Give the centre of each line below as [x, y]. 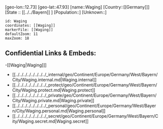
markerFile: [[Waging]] [29, 30]
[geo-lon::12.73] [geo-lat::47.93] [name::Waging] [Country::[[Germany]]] [77, 7]
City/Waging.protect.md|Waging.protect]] [54, 90]
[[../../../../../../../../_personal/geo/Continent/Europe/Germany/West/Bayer [84, 106]
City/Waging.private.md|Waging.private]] [53, 100]
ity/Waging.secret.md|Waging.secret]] [50, 121]
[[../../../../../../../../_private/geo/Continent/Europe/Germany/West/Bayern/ [84, 95]
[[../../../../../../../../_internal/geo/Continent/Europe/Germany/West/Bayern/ [85, 74]
